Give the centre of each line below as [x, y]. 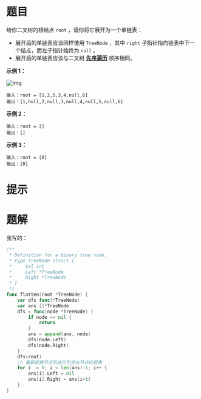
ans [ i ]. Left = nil [51, 373]
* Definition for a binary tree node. [58, 255]
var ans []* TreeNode [43, 306]
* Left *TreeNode [36, 272]
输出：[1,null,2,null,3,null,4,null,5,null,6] [65, 101]
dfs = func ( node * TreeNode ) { [56, 312]
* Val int [27, 266]
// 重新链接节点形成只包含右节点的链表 [60, 362]
